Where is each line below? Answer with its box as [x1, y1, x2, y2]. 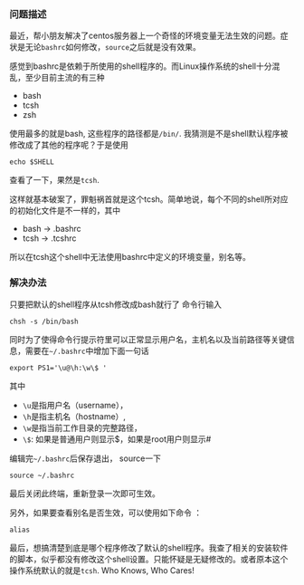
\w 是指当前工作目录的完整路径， [22, 422, 143, 433]
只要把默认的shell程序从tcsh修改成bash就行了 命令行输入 [9, 299, 222, 310]
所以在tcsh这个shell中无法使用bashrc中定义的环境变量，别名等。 [9, 252, 251, 263]
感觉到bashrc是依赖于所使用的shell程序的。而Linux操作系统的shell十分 [9, 61, 272, 72]
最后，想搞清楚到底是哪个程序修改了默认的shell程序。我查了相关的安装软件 [9, 542, 289, 553]
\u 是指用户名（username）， [22, 399, 128, 410]
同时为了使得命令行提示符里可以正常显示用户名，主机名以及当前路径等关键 [9, 333, 287, 345]
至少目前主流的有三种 [24, 72, 105, 83]
